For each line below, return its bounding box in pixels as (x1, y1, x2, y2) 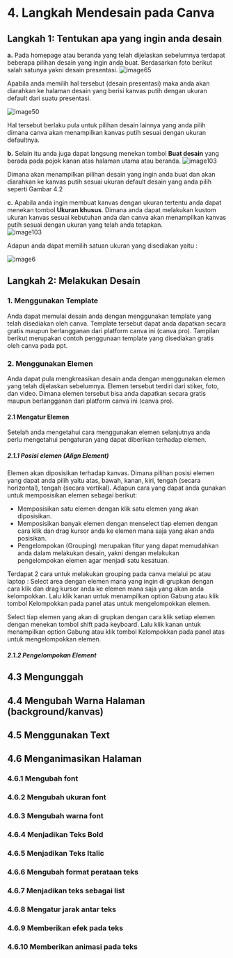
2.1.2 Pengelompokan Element (7, 650, 97, 659)
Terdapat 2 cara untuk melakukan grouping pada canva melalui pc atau (7, 570, 211, 578)
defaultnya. (7, 136, 40, 144)
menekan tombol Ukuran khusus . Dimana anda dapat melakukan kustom (7, 206, 217, 214)
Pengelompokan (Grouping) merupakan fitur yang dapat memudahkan (17, 541, 219, 550)
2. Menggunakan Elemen (7, 358, 93, 368)
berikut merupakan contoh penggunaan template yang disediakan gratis (7, 334, 214, 342)
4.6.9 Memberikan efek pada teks (7, 923, 124, 933)
